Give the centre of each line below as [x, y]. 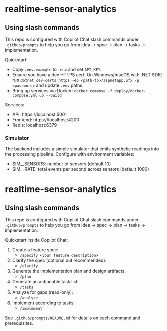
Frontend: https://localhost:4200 [46, 120]
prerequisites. [19, 323]
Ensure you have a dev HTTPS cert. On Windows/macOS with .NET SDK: [87, 75]
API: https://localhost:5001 [40, 114]
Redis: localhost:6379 [35, 125]
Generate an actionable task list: [45, 282]
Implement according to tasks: [43, 303]
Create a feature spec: [35, 250]
